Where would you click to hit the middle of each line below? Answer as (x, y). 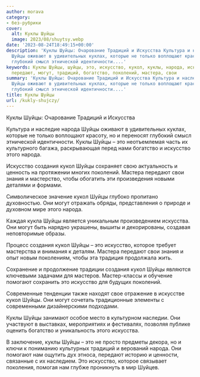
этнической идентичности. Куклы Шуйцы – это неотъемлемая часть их (97, 141)
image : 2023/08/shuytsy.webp (48, 39)
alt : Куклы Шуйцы (33, 34)
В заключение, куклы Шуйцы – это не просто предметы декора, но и (94, 342)
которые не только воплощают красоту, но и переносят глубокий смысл (99, 135)
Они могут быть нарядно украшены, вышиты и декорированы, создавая (98, 227)
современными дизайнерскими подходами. (62, 306)
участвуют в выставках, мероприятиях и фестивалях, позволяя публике (98, 324)
